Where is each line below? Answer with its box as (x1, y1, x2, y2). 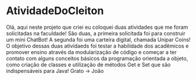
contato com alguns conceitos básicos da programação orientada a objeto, (6, 55, 188, 62)
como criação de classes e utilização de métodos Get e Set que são (6, 61, 171, 68)
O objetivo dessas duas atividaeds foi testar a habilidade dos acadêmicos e (6, 42, 189, 49)
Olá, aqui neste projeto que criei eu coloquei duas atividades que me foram (6, 24, 188, 31)
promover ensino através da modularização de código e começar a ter (6, 48, 177, 55)
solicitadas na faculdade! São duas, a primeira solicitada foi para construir (6, 29, 186, 36)
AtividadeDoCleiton (6, 4, 104, 18)
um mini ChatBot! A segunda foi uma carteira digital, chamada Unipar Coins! (6, 36, 191, 43)
